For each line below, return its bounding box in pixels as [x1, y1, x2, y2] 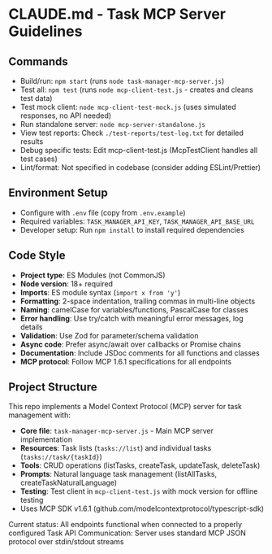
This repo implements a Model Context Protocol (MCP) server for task [8, 402, 242, 412]
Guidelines [8, 22, 83, 41]
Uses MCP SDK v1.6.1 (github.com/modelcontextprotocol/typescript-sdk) [19, 504, 265, 513]
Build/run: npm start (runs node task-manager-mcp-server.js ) [19, 76, 225, 85]
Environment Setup [8, 186, 108, 200]
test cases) [19, 154, 58, 164]
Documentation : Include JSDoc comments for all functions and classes [19, 347, 260, 358]
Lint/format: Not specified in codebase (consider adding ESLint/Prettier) [19, 163, 261, 172]
